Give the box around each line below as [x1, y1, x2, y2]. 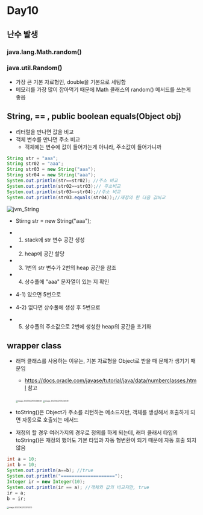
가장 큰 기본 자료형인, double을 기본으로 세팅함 [15, 78, 126, 85]
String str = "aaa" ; [7, 155, 59, 161]
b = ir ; [7, 496, 27, 502]
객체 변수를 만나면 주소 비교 [15, 135, 81, 142]
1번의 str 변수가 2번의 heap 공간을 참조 [24, 264, 117, 271]
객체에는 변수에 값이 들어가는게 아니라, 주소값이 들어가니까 [24, 143, 162, 150]
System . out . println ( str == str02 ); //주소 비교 [7, 178, 118, 184]
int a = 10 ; [7, 456, 37, 462]
